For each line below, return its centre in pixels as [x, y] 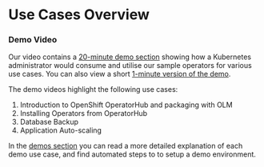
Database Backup [49, 122]
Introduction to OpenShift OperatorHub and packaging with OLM [126, 105]
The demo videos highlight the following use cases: [93, 89]
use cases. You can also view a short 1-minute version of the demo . [120, 74]
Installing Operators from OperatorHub [84, 113]
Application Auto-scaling [61, 130]
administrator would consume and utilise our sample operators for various [130, 66]
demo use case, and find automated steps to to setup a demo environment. [132, 154]
